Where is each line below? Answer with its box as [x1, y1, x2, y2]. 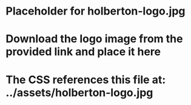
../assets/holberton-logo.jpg [5, 86, 153, 100]
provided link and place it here [5, 45, 161, 59]
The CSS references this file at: [5, 73, 166, 86]
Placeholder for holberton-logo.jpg [5, 4, 186, 18]
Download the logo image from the [5, 32, 183, 46]
